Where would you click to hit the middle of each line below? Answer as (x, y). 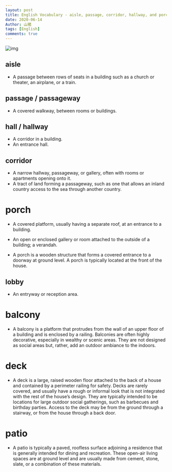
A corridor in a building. (38, 139)
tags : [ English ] (23, 29)
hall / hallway (27, 127)
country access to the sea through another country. (67, 189)
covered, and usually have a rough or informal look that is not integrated (89, 391)
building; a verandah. (35, 245)
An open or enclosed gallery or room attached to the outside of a (81, 240)
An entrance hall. (31, 144)
